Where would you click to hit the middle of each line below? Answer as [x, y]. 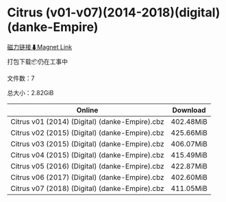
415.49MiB [189, 155]
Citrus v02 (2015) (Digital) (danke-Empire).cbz [87, 133]
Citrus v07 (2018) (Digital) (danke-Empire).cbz [87, 188]
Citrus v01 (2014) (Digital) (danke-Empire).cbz [87, 121]
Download [189, 110]
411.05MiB [189, 188]
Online [87, 110]
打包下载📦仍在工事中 [38, 61]
